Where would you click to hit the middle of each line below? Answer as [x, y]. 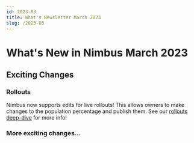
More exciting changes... [44, 133]
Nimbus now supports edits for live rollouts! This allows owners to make [95, 105]
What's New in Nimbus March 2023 [97, 53]
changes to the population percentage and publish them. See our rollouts [97, 111]
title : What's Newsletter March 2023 [54, 17]
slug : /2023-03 [25, 23]
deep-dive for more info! [37, 118]
